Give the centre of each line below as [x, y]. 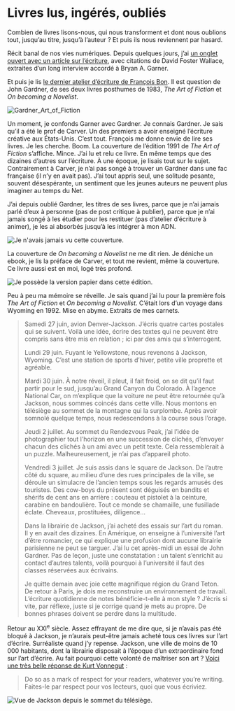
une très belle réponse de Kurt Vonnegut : [67, 666]
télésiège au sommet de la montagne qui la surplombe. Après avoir [121, 410]
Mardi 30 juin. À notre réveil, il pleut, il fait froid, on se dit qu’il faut [119, 381]
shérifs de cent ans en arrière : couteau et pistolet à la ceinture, [116, 497]
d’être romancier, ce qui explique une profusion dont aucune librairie [123, 540]
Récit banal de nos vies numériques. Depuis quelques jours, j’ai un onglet [113, 53]
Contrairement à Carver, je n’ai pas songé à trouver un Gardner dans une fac [117, 168]
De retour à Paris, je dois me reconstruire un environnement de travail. [126, 591]
